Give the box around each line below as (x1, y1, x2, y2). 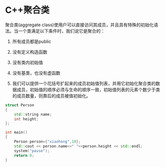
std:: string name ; (14, 112, 52, 117)
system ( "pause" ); (14, 148, 50, 153)
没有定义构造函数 (12, 49, 48, 55)
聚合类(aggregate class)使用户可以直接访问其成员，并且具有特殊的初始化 (5, 22, 154, 28)
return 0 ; (14, 153, 35, 158)
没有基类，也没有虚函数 (12, 70, 60, 76)
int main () (5, 130, 28, 135)
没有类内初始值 (12, 59, 43, 65)
